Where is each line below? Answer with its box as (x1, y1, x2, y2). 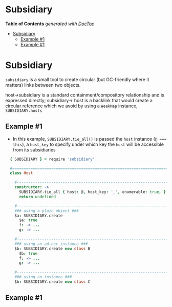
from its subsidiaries (12, 146, 56, 152)
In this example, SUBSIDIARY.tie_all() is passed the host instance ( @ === (12, 136, 167, 142)
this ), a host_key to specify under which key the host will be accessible (12, 141, 164, 147)
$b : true (18, 251, 38, 256)
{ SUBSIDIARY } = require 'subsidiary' (10, 157, 95, 162)
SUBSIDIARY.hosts (5, 108, 42, 113)
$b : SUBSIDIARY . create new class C (14, 279, 91, 284)
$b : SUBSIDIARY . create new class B (14, 246, 91, 251)
